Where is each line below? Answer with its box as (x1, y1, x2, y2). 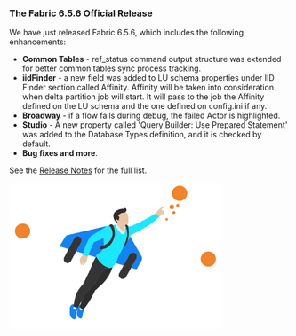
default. (21, 138, 51, 149)
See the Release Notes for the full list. (9, 165, 148, 176)
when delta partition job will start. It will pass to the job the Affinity (21, 91, 265, 102)
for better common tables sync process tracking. (21, 63, 202, 74)
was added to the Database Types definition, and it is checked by (21, 129, 262, 140)
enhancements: (9, 36, 67, 47)
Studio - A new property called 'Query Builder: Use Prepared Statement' (21, 120, 288, 130)
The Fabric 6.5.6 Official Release (9, 7, 153, 20)
